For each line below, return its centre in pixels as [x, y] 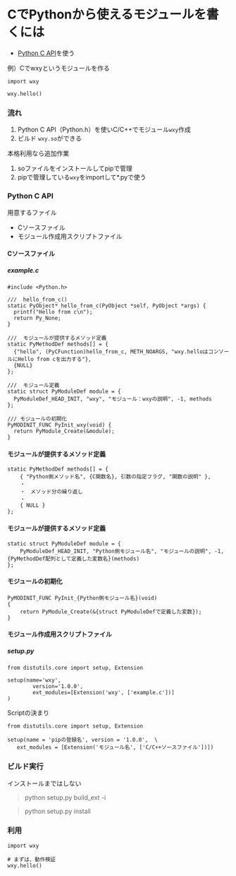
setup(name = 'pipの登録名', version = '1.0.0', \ [83, 740]
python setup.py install [58, 811]
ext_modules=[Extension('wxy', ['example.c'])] [104, 693]
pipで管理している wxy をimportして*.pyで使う [82, 177]
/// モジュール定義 [33, 386]
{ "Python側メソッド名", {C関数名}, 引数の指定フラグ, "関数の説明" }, [116, 477]
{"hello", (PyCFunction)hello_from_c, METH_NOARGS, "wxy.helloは [111, 352]
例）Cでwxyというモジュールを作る [59, 68]
